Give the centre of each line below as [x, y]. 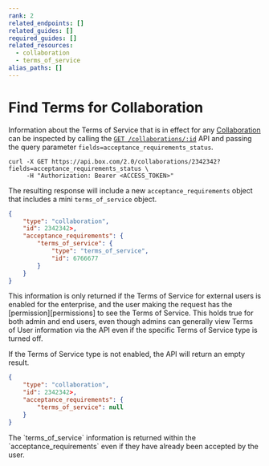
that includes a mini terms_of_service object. [83, 199]
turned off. [26, 338]
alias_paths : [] [35, 68]
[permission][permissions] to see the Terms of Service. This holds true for [131, 313]
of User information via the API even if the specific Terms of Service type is [133, 330]
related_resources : [41, 46]
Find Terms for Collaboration [106, 107]
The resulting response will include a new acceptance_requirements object [130, 190]
